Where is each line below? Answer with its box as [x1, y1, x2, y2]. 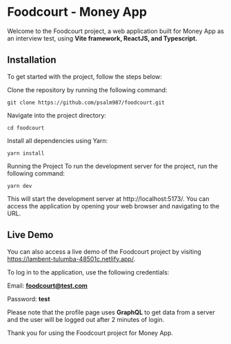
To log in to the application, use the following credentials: [7, 268, 170, 276]
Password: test [7, 294, 50, 303]
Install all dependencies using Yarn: [7, 136, 108, 144]
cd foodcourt [7, 125, 45, 131]
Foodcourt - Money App [7, 4, 147, 20]
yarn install [7, 149, 45, 157]
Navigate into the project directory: [7, 111, 107, 119]
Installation [7, 54, 57, 66]
